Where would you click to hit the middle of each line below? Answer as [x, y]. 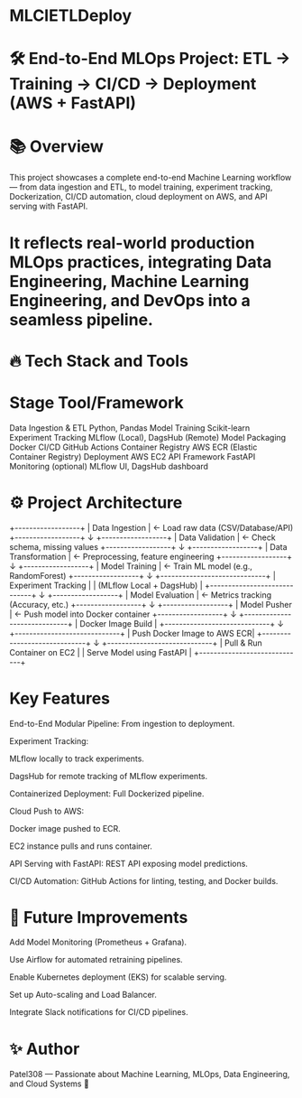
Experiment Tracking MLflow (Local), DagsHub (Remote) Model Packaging [148, 437]
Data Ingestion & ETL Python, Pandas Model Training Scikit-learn [130, 428]
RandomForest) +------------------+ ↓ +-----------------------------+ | [143, 575]
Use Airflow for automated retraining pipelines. [96, 960]
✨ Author [45, 1049]
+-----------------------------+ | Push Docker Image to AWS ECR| [132, 633]
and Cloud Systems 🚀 [50, 1084]
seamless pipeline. [81, 319]
